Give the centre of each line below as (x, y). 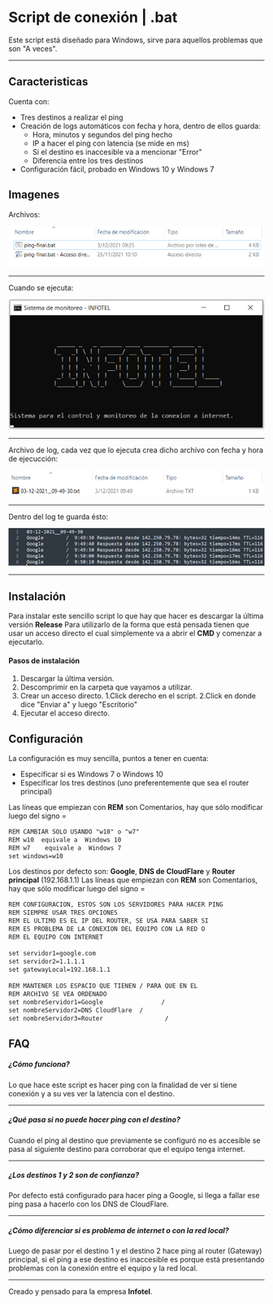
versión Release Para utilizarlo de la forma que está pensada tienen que (129, 625)
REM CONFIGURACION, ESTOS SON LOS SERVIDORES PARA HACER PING (116, 905)
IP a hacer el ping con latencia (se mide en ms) (110, 143)
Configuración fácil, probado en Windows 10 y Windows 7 (117, 169)
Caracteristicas (48, 82)
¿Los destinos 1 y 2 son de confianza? (74, 1175)
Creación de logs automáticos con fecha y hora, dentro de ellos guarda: (141, 125)
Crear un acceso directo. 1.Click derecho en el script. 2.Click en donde (138, 696)
